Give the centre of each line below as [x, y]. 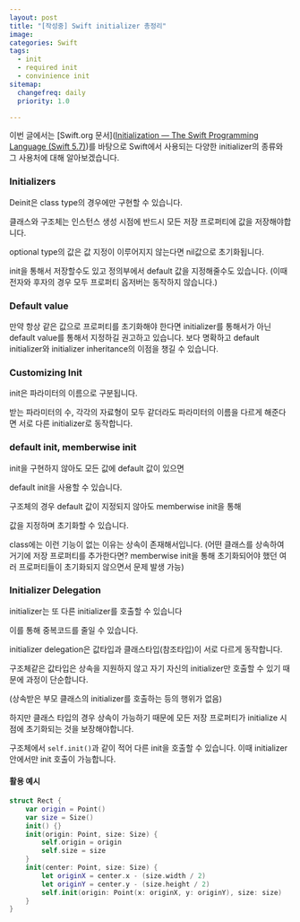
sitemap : [26, 84]
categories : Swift [43, 43]
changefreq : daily [52, 92]
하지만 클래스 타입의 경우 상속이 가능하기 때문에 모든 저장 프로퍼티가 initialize [144, 718]
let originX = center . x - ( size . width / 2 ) [124, 875]
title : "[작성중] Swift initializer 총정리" [88, 26]
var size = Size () [60, 817]
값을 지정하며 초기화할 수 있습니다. [69, 525]
